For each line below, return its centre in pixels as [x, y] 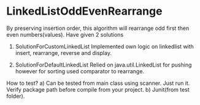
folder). [16, 96]
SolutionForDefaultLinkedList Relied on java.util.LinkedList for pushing [103, 65]
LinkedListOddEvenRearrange [84, 11]
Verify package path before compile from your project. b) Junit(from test [98, 89]
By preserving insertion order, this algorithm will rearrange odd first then [98, 28]
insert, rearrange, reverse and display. [63, 52]
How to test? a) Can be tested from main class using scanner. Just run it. [98, 83]
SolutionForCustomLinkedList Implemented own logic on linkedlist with [105, 46]
